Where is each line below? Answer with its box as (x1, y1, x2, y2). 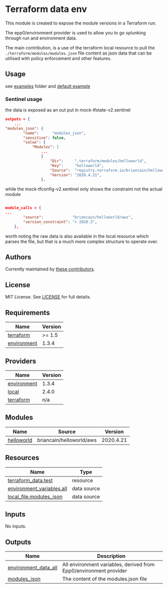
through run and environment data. (5, 35, 77, 41)
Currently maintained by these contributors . (5, 266, 95, 272)
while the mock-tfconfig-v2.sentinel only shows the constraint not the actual (5, 186, 162, 192)
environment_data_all (7, 564, 57, 571)
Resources (5, 453, 39, 462)
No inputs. (5, 523, 26, 529)
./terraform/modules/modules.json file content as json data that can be (5, 50, 152, 56)
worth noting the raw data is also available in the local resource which (5, 233, 149, 239)
